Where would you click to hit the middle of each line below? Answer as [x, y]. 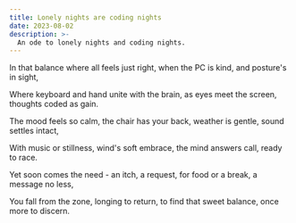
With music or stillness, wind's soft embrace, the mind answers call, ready [146, 148]
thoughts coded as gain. [54, 104]
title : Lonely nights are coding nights [86, 17]
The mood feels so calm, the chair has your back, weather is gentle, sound [147, 121]
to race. [24, 158]
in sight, [24, 78]
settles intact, [34, 131]
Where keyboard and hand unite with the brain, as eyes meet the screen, [143, 95]
